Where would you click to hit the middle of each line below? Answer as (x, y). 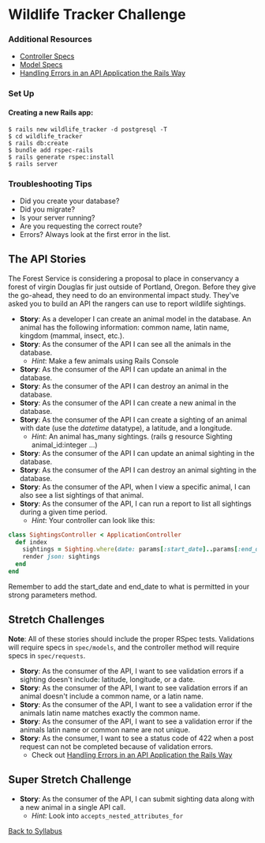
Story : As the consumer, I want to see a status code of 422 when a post (136, 738)
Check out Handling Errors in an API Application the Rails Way (132, 755)
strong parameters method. (52, 595)
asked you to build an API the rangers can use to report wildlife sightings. (127, 303)
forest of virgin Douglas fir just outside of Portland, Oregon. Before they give (132, 287)
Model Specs (41, 65)
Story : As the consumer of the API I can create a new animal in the (128, 403)
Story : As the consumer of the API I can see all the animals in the (125, 344)
